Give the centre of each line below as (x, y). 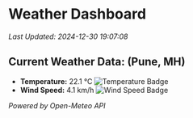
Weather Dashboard (78, 14)
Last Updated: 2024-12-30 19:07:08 (68, 36)
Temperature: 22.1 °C (56, 81)
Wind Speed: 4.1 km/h (57, 90)
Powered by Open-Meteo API (57, 105)
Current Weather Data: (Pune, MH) (97, 62)
